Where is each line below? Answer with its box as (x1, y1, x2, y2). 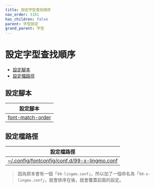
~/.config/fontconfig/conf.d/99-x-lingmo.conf (8, 157, 118, 164)
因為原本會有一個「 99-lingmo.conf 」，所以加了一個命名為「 (17, 170, 139, 176)
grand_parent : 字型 (5, 26, 45, 31)
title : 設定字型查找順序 (5, 7, 51, 13)
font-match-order (8, 114, 51, 121)
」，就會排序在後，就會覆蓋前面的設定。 (42, 176, 124, 183)
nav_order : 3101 (5, 12, 39, 17)
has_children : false (5, 17, 49, 22)
